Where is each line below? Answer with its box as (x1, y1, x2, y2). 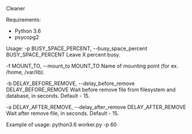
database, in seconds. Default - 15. (6, 93, 90, 99)
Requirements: (6, 16, 41, 23)
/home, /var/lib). (6, 69, 45, 75)
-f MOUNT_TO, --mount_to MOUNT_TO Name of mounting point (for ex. (6, 62, 179, 69)
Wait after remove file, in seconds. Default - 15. (6, 110, 119, 117)
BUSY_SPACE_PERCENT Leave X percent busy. (6, 51, 121, 58)
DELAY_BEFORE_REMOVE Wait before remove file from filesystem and (6, 86, 176, 93)
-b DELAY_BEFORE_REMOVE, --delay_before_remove (6, 80, 135, 87)
